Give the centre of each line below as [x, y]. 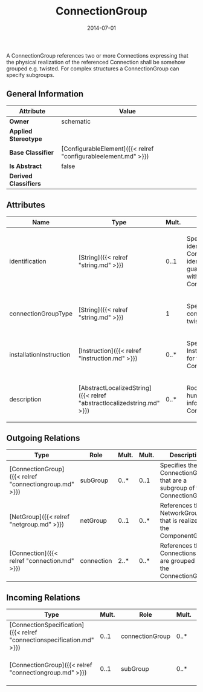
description [25, 399]
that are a [173, 480]
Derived [21, 176]
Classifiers [25, 183]
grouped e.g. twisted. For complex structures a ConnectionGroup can [93, 69]
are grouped [177, 561]
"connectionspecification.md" [52, 640]
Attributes [26, 205]
